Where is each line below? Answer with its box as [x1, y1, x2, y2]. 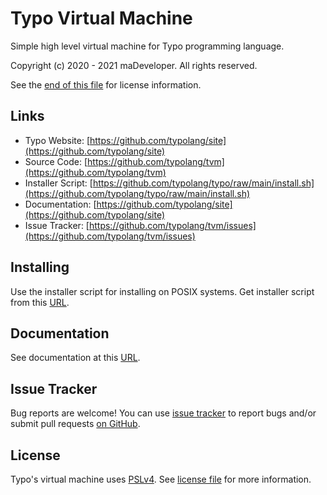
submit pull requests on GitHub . [10, 418, 141, 430]
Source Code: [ [24, 155, 88, 167]
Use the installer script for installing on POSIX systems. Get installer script [10, 285, 315, 297]
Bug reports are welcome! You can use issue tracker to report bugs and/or [10, 407, 317, 419]
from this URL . [10, 296, 70, 308]
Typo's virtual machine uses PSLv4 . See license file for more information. [10, 473, 312, 485]
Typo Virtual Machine [10, 7, 193, 30]
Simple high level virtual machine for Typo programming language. [10, 40, 285, 52]
